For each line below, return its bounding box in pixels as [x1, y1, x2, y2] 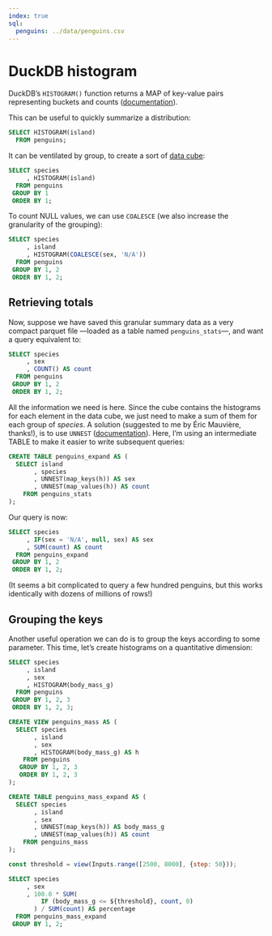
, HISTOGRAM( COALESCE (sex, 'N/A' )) [26, 250, 147, 259]
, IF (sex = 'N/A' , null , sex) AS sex [26, 536, 154, 544]
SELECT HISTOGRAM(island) [8, 129, 96, 137]
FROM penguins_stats [23, 490, 92, 498]
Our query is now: [8, 512, 69, 522]
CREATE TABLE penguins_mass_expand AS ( [8, 793, 147, 801]
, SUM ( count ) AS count [26, 543, 104, 551]
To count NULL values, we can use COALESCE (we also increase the [8, 212, 229, 221]
